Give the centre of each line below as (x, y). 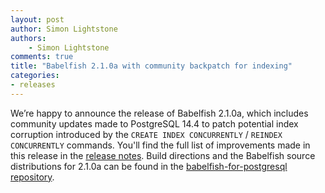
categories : (35, 76)
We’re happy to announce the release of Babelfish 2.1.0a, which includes (159, 113)
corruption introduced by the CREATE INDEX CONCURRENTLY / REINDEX (146, 134)
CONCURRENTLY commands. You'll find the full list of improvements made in (160, 145)
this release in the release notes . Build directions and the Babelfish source (163, 155)
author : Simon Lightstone (64, 29)
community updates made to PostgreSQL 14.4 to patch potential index (154, 123)
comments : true (42, 57)
